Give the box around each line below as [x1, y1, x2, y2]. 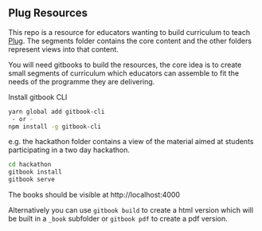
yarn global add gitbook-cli [8, 108, 105, 115]
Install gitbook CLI [8, 92, 68, 102]
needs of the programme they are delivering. [8, 76, 155, 86]
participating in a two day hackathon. [8, 145, 130, 155]
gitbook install [8, 168, 62, 176]
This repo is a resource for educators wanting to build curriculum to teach [8, 27, 251, 37]
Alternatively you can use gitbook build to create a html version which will [8, 206, 253, 215]
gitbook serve [8, 175, 56, 184]
